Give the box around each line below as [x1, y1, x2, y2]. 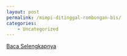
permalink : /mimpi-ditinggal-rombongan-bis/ [6, 15, 122, 21]
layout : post [6, 9, 40, 15]
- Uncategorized [17, 26, 59, 32]
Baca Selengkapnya [6, 43, 57, 50]
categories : [6, 20, 37, 26]
